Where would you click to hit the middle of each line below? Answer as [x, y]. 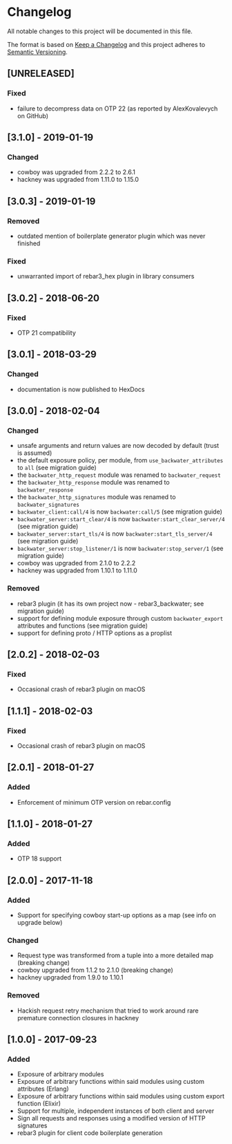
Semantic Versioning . [37, 52]
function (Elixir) [39, 1104]
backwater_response [45, 490]
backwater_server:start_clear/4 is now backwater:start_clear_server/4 [121, 519]
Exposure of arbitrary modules [60, 1074]
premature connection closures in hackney [78, 1018]
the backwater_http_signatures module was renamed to [96, 497]
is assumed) [35, 453]
